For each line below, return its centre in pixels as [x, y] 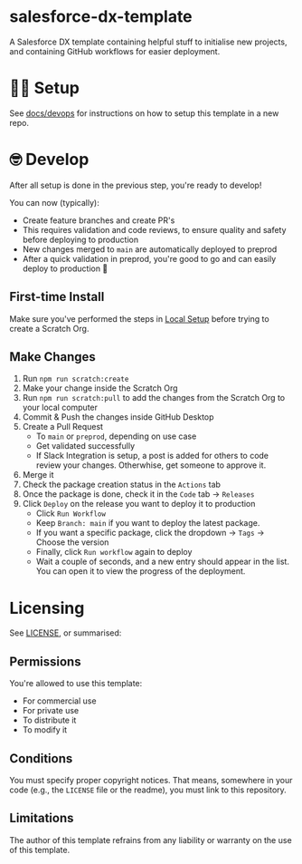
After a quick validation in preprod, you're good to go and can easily [149, 258]
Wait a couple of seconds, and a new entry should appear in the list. [162, 562]
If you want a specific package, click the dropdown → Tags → [150, 533]
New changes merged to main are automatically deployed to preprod [150, 249]
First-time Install [57, 297]
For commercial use [59, 701]
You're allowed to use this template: [76, 684]
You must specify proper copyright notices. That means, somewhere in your [151, 780]
